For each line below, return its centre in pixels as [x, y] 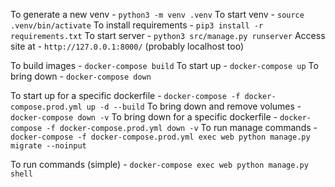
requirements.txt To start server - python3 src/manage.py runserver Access [168, 35]
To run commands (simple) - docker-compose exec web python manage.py [159, 164]
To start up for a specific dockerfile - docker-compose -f [125, 95]
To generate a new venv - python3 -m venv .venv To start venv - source [157, 14]
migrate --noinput [48, 146]
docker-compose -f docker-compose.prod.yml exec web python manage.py [160, 137]
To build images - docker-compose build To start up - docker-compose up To [164, 65]
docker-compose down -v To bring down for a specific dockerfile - [144, 117]
